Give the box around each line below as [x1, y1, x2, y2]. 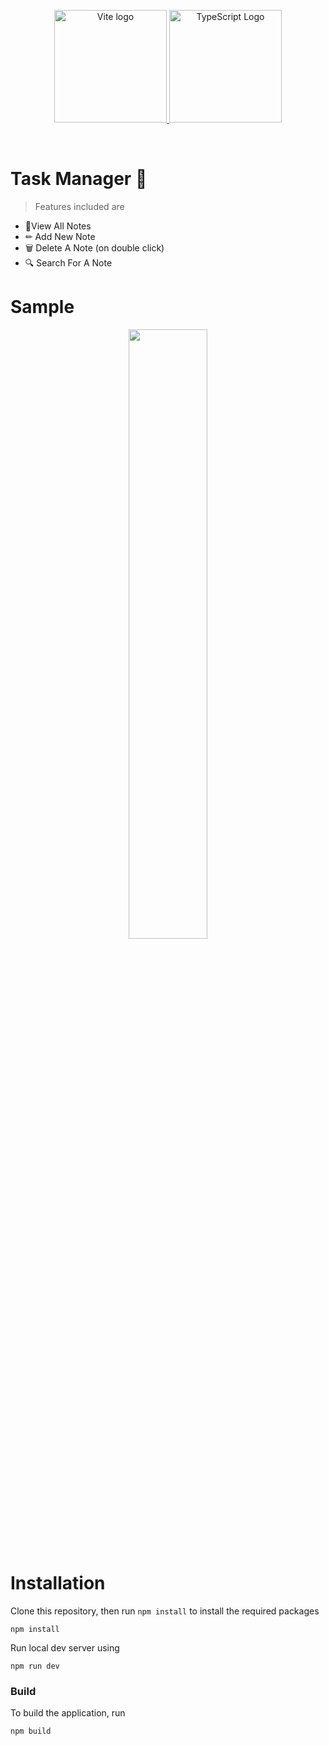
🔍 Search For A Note [24, 256, 113, 269]
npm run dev [10, 1661, 60, 1671]
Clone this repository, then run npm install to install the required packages [10, 1605, 320, 1617]
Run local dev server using [10, 1641, 120, 1654]
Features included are [34, 200, 125, 212]
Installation [10, 1572, 106, 1595]
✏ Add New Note [24, 230, 96, 242]
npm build [10, 1726, 52, 1737]
